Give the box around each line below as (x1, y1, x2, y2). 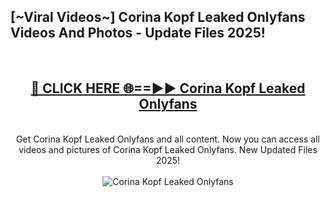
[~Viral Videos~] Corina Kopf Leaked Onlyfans (10, 9, 306, 26)
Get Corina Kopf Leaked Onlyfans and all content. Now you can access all (16, 133, 320, 145)
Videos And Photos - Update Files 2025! (10, 25, 266, 42)
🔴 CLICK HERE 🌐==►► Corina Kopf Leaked (30, 80, 306, 97)
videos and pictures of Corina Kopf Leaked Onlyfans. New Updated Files (18, 143, 318, 155)
